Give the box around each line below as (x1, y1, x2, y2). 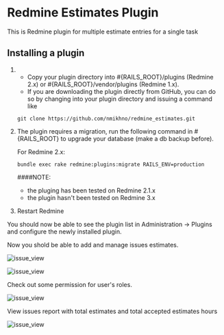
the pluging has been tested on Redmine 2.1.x (27, 186, 156, 195)
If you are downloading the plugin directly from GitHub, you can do (27, 87, 216, 95)
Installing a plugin (7, 47, 85, 59)
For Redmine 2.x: (16, 147, 65, 156)
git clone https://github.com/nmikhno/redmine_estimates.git (16, 115, 196, 122)
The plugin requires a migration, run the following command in (16, 127, 193, 135)
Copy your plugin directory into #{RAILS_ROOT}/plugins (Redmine (27, 73, 214, 81)
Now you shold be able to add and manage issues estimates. (7, 240, 179, 249)
